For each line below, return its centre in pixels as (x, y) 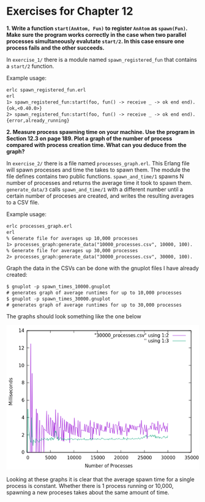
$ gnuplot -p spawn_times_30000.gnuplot (59, 299)
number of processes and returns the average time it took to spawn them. (99, 182)
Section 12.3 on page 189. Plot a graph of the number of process (89, 138)
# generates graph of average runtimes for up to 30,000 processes (94, 305)
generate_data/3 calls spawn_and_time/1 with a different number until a (95, 189)
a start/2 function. (30, 66)
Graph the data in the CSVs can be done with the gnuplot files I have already (102, 268)
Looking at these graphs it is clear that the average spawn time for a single (100, 479)
